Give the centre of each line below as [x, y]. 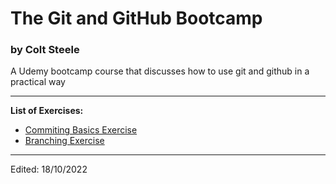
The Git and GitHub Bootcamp [136, 18]
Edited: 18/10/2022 [49, 169]
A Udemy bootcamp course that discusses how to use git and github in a [160, 71]
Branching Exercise [64, 141]
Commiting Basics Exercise [81, 130]
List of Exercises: [47, 111]
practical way [38, 82]
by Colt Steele [45, 50]
